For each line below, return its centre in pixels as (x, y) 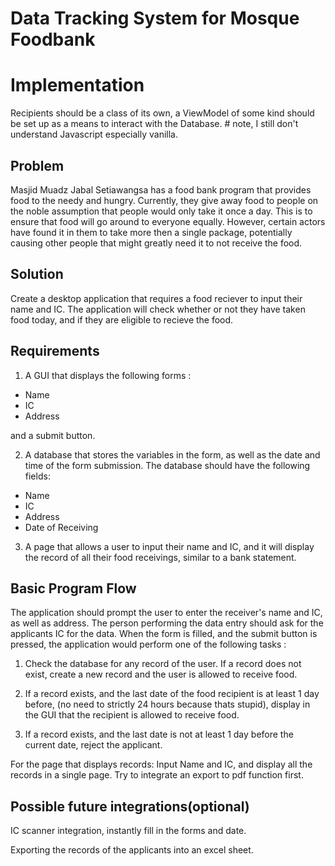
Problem (37, 165)
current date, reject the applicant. (93, 745)
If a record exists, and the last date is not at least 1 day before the (159, 734)
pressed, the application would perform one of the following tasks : (148, 644)
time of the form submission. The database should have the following (167, 465)
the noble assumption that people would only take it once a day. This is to (161, 211)
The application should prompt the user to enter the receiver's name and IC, (166, 613)
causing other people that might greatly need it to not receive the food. (156, 243)
